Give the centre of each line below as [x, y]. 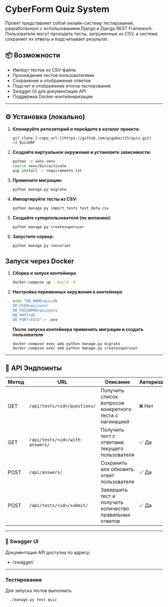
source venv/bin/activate [39, 166]
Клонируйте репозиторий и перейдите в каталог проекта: [76, 129]
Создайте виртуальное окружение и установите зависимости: [82, 152]
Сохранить [114, 463]
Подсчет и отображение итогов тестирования [61, 85]
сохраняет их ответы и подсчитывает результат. [57, 39]
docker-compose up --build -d [44, 282]
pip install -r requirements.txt [47, 171]
